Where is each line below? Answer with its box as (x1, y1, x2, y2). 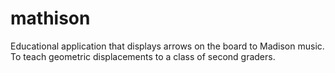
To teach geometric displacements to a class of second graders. (10, 50, 276, 62)
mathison (10, 7, 91, 30)
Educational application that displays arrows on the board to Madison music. (10, 40, 325, 52)
